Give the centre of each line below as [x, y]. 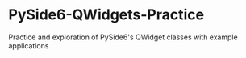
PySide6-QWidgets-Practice [106, 15]
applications [29, 45]
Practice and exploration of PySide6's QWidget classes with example [123, 37]
